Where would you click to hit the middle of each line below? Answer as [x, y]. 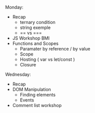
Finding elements [38, 95]
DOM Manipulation [32, 89]
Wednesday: [18, 74]
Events [27, 100]
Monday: [14, 7]
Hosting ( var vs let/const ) [47, 59]
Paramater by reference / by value [55, 49]
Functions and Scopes [35, 43]
